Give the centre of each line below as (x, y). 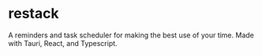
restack (34, 14)
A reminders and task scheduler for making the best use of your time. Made (131, 35)
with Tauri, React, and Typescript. (63, 43)
